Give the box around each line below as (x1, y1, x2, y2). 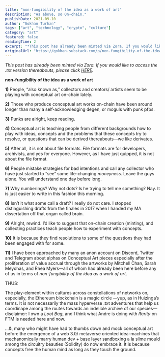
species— (137, 305, 158, 311)
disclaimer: (5, 311, 27, 317)
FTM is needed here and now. (5, 316, 65, 322)
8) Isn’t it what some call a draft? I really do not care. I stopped (5, 200, 132, 206)
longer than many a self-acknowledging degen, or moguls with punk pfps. (5, 106, 155, 112)
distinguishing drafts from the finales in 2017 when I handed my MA (5, 205, 141, 211)
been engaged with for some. (5, 240, 65, 246)
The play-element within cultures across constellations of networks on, (5, 290, 149, 295)
